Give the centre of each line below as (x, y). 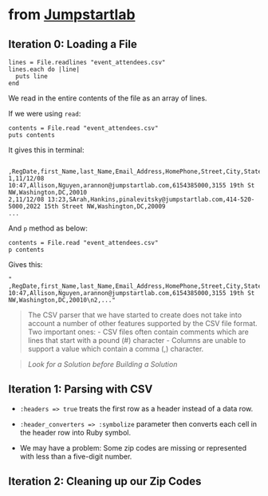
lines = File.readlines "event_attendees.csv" (87, 62)
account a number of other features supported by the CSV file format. (142, 323)
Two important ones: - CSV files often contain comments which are (138, 332)
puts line (32, 77)
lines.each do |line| (44, 69)
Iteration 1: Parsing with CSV (81, 390)
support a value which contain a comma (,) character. (116, 349)
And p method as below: (48, 228)
